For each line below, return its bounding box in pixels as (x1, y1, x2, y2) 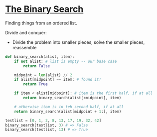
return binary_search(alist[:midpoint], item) (23, 96, 122, 101)
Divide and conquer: (5, 29, 47, 35)
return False (23, 63, 50, 68)
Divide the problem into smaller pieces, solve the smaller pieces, (12, 39, 145, 45)
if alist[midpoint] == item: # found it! (14, 77, 101, 82)
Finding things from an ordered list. (5, 20, 77, 26)
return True (23, 82, 48, 87)
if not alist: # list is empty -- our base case (14, 59, 117, 64)
